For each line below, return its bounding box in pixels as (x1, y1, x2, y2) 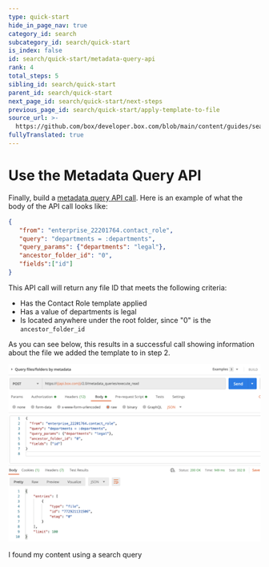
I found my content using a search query (8, 549, 143, 559)
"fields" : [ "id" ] (18, 260, 74, 268)
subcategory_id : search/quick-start (8, 38, 130, 46)
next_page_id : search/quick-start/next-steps (8, 97, 163, 106)
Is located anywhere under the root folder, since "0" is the (19, 315, 211, 325)
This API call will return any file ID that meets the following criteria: (8, 282, 227, 292)
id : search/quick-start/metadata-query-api (8, 55, 156, 63)
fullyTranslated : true (8, 131, 84, 139)
